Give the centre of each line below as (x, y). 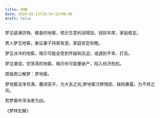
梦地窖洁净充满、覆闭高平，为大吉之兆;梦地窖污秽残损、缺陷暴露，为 (74, 84)
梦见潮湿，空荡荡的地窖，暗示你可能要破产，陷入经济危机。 (64, 64)
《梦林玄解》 (18, 111)
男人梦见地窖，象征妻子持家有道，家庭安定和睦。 (54, 43)
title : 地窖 (16, 9)
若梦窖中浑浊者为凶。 (26, 101)
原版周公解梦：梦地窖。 (28, 74)
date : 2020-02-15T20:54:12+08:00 (39, 14)
